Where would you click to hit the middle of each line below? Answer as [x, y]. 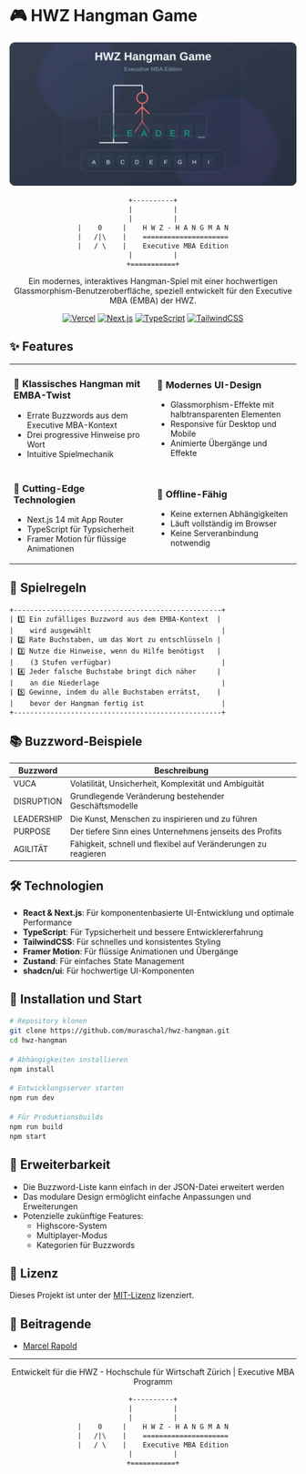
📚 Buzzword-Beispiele [76, 742]
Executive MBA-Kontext [72, 425]
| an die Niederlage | [117, 683]
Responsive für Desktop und [223, 424]
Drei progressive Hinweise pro [83, 434]
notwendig [190, 543]
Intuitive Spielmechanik [70, 453]
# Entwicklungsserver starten [67, 1088]
